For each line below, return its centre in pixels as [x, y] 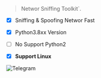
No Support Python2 [40, 44]
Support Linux [33, 56]
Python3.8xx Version [41, 32]
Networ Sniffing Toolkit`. [51, 9]
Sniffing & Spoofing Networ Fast [55, 20]
